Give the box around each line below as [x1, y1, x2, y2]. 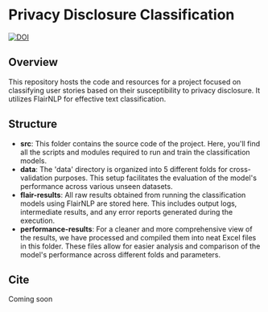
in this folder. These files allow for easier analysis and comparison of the [19, 241, 261, 251]
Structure [8, 117, 58, 131]
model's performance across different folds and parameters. [19, 249, 221, 259]
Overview [8, 55, 59, 69]
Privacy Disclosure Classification [8, 6, 235, 24]
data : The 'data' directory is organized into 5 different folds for [19, 164, 228, 174]
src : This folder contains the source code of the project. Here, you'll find [19, 138, 261, 148]
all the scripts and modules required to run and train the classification [19, 147, 251, 157]
